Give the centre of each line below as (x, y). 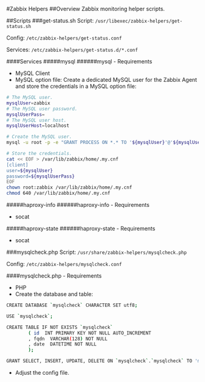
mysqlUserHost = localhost (38, 126)
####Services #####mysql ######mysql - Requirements (79, 61)
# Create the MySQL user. (39, 137)
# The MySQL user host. (37, 120)
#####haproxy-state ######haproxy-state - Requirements (81, 229)
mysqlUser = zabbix (28, 103)
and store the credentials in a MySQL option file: (76, 86)
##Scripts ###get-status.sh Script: (50, 20)
